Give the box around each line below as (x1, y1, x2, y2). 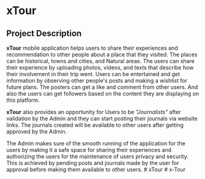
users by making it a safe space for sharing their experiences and (6, 147, 172, 153)
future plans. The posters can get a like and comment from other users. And (6, 83, 198, 91)
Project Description (6, 28, 82, 39)
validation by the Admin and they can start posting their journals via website (6, 115, 198, 122)
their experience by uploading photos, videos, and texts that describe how (6, 64, 194, 71)
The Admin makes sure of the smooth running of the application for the (6, 140, 185, 147)
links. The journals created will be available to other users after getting (6, 121, 184, 129)
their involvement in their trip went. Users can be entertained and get (6, 70, 181, 77)
